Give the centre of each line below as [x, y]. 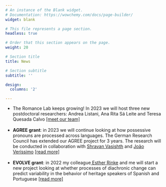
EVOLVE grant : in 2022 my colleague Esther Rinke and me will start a [85, 163]
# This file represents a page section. [49, 29]
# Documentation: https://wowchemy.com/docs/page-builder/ [69, 15]
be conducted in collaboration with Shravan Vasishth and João [78, 147]
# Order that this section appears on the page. [58, 43]
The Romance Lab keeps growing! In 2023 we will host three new [81, 108]
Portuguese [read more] [38, 179]
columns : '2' [24, 89]
